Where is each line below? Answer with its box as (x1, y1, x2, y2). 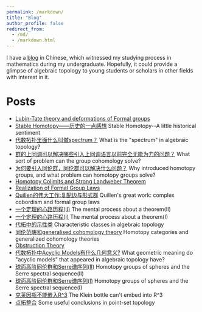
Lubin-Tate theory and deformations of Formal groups (15, 115, 150, 122)
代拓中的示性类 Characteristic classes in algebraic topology (15, 221, 164, 228)
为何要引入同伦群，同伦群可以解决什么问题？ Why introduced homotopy (15, 164, 196, 171)
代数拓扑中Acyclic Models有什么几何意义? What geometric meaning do (15, 249, 193, 256)
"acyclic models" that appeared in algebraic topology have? (15, 255, 165, 263)
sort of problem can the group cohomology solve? (15, 157, 141, 165)
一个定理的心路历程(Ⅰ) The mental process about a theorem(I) (15, 213, 169, 220)
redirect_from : (6, 26, 45, 32)
